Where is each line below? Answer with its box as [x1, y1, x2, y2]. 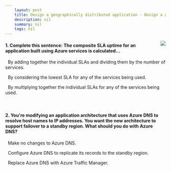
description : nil [14, 17, 51, 22]
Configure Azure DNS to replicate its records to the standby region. [7, 150, 149, 156]
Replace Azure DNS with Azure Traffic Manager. [7, 159, 108, 166]
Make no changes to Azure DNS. [7, 140, 76, 146]
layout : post [14, 7, 42, 13]
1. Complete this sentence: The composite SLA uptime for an [5, 42, 136, 48]
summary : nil [14, 21, 42, 27]
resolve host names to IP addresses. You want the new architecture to [5, 117, 156, 124]
